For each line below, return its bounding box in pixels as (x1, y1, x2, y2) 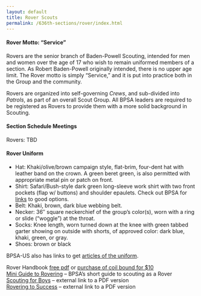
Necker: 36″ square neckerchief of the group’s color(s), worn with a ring (14, 208, 195, 215)
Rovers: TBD (6, 136, 37, 143)
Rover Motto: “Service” (6, 39, 66, 46)
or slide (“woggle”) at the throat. (14, 214, 95, 222)
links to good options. (14, 195, 69, 202)
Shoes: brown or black (14, 240, 71, 248)
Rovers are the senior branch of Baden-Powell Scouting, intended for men (6, 52, 190, 59)
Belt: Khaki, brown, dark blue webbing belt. (14, 202, 123, 209)
